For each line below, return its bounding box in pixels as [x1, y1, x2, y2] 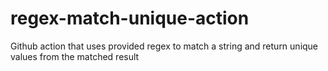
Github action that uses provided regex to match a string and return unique [10, 40, 319, 52]
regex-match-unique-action [10, 7, 250, 30]
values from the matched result [10, 50, 140, 62]
